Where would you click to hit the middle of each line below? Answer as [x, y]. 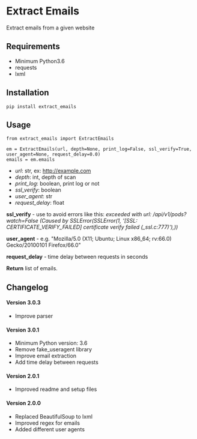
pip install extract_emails [41, 106]
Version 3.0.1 [23, 330]
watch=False [22, 221]
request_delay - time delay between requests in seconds [77, 257]
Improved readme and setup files [56, 389]
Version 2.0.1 [23, 376]
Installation [28, 93]
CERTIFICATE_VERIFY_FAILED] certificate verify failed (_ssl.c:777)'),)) [92, 227]
